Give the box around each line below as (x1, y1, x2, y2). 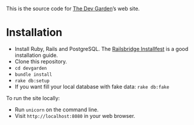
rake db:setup (14, 78, 50, 84)
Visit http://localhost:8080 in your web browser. (14, 112, 135, 119)
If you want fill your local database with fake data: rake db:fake (14, 83, 170, 90)
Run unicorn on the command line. (14, 106, 99, 113)
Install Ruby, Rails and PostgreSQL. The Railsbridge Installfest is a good (14, 45, 189, 52)
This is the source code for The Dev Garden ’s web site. (6, 5, 140, 12)
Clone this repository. (14, 57, 67, 65)
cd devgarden (14, 65, 47, 71)
